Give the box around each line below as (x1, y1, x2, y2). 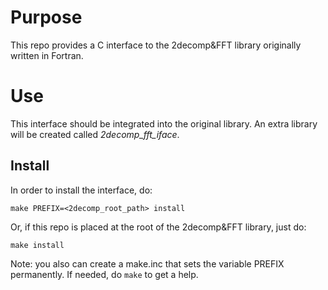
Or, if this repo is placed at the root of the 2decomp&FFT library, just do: (10, 221, 307, 233)
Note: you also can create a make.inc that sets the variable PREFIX (10, 257, 285, 270)
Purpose (10, 6, 83, 29)
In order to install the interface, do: (10, 184, 153, 196)
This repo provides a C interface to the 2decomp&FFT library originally (10, 39, 302, 51)
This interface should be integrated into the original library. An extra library (10, 117, 318, 130)
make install (10, 240, 65, 250)
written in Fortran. (10, 49, 84, 61)
